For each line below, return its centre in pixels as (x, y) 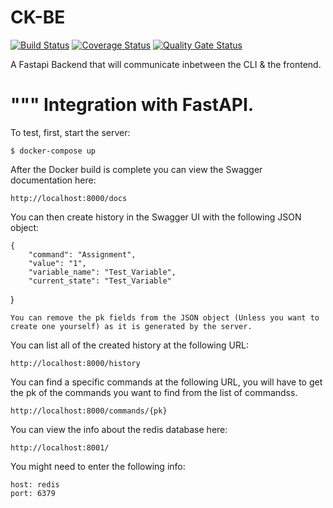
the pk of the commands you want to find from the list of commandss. (154, 392)
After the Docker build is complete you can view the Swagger (136, 169)
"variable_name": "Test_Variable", (102, 272)
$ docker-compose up (53, 151)
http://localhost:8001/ (60, 447)
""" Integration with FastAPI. (132, 105)
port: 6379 (33, 493)
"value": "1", (57, 263)
